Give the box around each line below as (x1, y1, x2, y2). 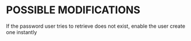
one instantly (6, 28, 37, 35)
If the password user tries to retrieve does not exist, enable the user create (6, 23, 185, 29)
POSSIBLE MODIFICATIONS (6, 3, 141, 17)
